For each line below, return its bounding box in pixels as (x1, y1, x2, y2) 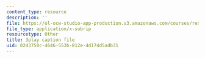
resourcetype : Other (6, 31, 59, 37)
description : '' (6, 14, 48, 21)
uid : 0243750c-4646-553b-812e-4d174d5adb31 (6, 43, 119, 49)
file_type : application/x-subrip (6, 25, 92, 32)
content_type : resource (6, 8, 67, 15)
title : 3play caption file (6, 37, 75, 43)
